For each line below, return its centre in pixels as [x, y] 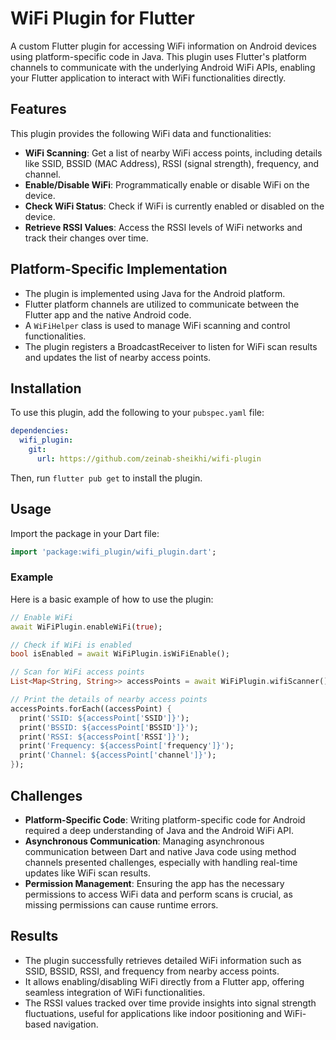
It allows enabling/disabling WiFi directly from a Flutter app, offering [164, 981]
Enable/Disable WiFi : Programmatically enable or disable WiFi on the [167, 184]
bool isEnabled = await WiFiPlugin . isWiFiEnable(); [120, 654]
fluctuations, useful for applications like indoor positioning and [153, 1013]
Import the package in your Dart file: [85, 533]
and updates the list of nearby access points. [118, 357]
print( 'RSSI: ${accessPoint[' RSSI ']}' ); [104, 737]
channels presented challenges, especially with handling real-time [161, 862]
